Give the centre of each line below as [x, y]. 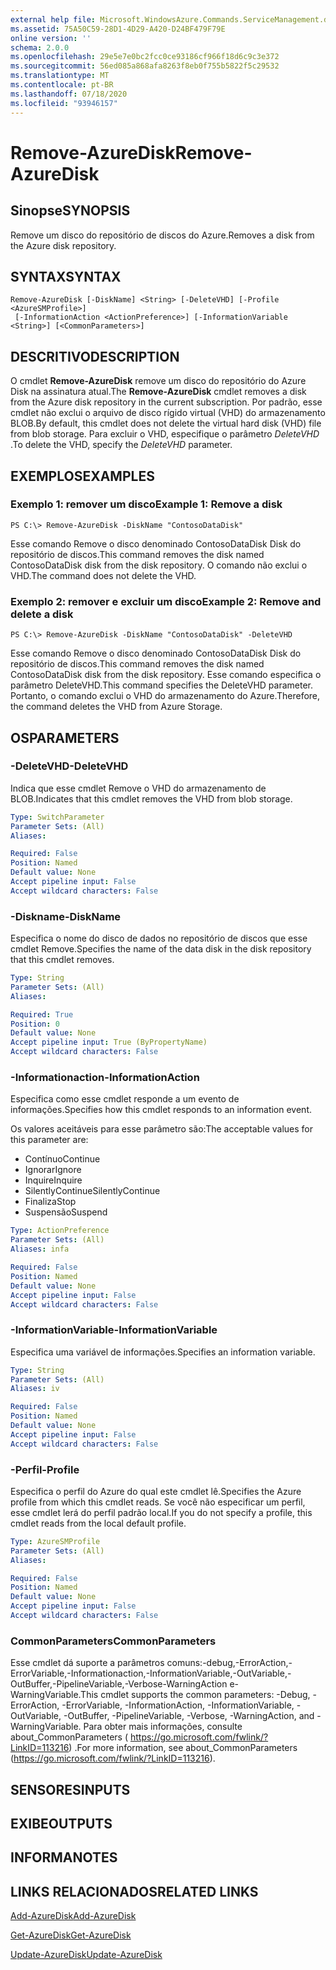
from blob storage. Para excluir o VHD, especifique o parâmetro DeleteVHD [165, 434]
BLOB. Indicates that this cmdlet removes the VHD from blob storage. [151, 798]
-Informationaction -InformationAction [105, 1078]
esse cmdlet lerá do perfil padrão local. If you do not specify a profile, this [161, 1512]
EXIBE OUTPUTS [61, 1824]
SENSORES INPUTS [70, 1789]
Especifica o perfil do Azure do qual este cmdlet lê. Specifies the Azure [156, 1491]
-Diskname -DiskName [66, 916]
